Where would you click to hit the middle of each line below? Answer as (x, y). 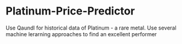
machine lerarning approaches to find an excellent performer (81, 34)
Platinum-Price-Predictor (70, 11)
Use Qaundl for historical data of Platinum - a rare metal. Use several (91, 28)
